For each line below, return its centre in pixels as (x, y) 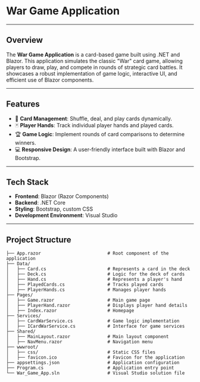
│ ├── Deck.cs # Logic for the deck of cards (96, 274)
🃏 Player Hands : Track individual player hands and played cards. (94, 125)
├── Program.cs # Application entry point (90, 368)
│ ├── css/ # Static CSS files (81, 352)
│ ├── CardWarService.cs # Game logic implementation (93, 321)
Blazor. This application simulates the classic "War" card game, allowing (94, 61)
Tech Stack (27, 182)
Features (23, 104)
